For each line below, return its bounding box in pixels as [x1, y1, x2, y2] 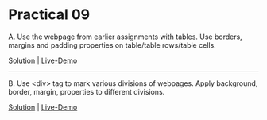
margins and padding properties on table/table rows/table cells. [8, 40, 216, 49]
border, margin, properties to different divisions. [8, 87, 165, 96]
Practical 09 [8, 6, 91, 24]
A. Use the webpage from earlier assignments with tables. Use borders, [8, 32, 242, 41]
